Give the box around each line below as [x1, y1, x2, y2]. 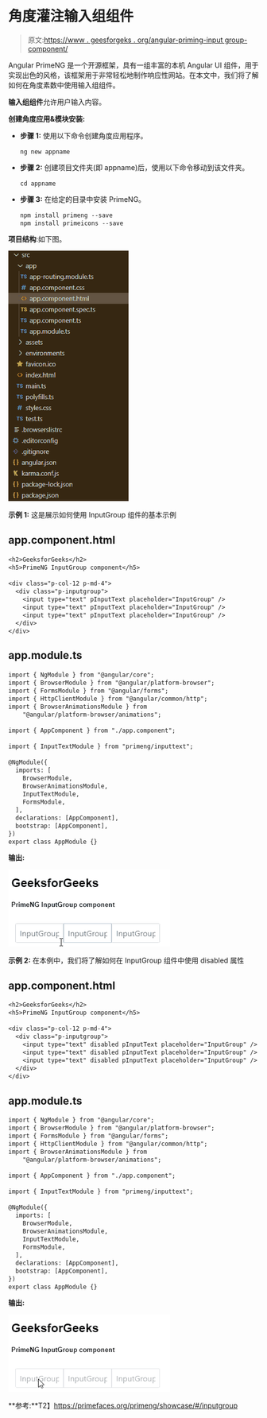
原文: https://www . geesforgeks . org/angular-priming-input [27, 35, 223, 45]
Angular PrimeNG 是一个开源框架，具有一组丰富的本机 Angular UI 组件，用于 [8, 60, 259, 70]
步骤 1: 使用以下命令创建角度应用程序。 [19, 130, 148, 140]
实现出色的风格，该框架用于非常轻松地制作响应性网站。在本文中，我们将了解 [8, 70, 259, 79]
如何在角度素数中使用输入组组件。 [8, 80, 120, 90]
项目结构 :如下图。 [8, 234, 67, 243]
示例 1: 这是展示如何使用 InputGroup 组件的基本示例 [8, 509, 177, 519]
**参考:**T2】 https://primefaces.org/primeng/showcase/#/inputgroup [8, 1401, 238, 1411]
